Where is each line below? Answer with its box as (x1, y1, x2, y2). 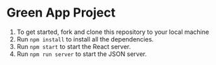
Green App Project (6, 5, 116, 21)
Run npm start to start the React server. (16, 42, 131, 50)
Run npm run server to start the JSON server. (16, 50, 147, 58)
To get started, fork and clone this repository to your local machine (16, 28, 210, 36)
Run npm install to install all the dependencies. (16, 35, 154, 43)
